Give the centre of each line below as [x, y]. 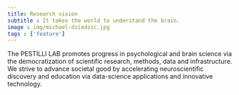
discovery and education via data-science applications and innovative [110, 77]
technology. [25, 84]
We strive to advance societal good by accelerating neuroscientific [106, 69]
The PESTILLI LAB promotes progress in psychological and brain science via [120, 54]
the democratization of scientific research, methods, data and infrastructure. [120, 62]
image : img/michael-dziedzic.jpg [59, 27]
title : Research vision [43, 14]
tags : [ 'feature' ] [36, 34]
